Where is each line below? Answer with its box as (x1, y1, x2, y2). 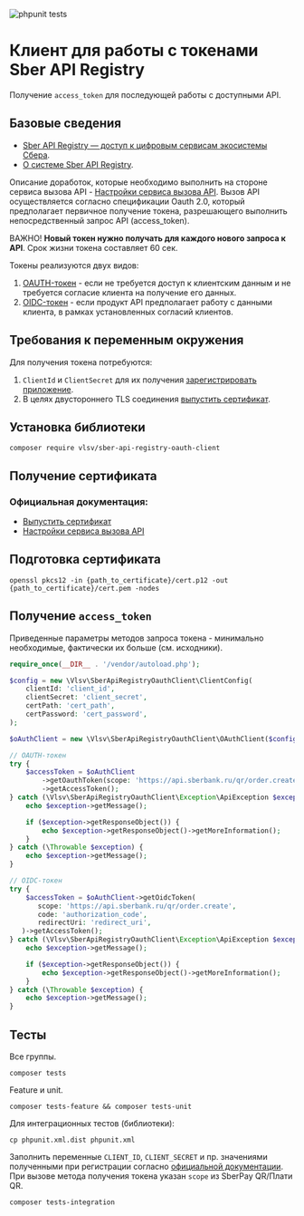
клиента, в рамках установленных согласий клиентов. (22, 306, 233, 317)
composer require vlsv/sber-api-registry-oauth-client (9, 444, 221, 453)
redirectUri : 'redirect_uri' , (37, 918, 152, 928)
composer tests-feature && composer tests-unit (9, 1102, 193, 1111)
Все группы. (9, 1051, 57, 1062)
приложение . (22, 383, 74, 394)
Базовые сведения (9, 116, 122, 131)
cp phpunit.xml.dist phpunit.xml (9, 1135, 136, 1144)
